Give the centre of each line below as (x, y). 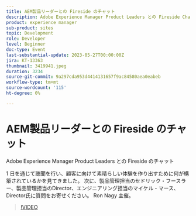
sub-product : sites (30, 28)
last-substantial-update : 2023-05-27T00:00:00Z (65, 55)
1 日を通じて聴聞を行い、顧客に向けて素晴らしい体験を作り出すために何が (95, 173)
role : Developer (26, 39)
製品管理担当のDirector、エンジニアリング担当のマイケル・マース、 (97, 188)
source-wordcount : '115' (36, 88)
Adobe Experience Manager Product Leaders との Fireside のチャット (90, 161)
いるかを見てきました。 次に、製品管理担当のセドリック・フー (101, 181)
